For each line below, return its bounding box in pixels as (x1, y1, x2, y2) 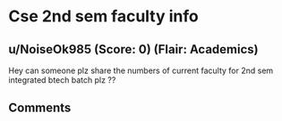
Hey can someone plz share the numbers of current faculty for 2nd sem (8, 65, 274, 76)
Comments (8, 101, 72, 116)
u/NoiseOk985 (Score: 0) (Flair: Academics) (8, 42, 259, 57)
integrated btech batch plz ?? (8, 75, 116, 85)
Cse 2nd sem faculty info (8, 6, 199, 27)
